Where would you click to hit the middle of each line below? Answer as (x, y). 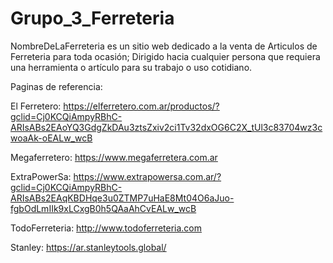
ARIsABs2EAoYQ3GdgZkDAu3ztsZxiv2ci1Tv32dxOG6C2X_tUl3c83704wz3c (166, 127)
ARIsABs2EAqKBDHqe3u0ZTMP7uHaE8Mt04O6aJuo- (122, 198)
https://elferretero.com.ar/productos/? (141, 106)
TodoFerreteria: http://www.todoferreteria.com (106, 228)
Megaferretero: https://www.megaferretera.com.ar (114, 157)
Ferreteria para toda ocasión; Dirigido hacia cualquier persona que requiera (165, 56)
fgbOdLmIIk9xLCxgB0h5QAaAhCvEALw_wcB (103, 208)
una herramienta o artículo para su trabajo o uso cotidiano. (131, 67)
